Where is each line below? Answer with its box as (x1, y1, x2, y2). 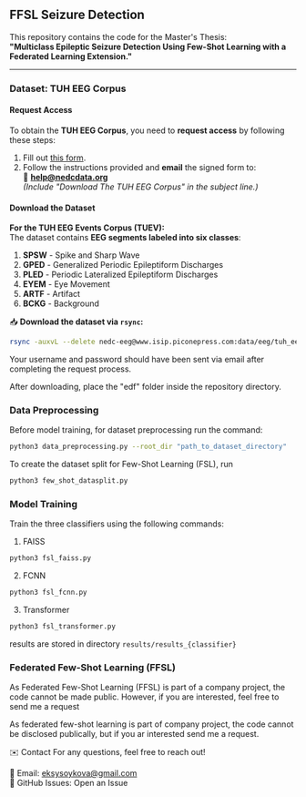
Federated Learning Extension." (9, 50, 132, 62)
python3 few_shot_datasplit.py (9, 476, 128, 485)
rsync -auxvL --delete (9, 337, 96, 347)
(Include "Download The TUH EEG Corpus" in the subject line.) (22, 181, 259, 192)
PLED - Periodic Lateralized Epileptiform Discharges (22, 269, 219, 281)
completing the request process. (9, 363, 132, 374)
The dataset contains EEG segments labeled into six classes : (9, 232, 241, 243)
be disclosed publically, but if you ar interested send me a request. (9, 729, 260, 740)
